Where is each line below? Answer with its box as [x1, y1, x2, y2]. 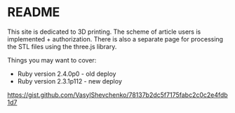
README [7, 4, 60, 20]
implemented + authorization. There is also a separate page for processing [7, 34, 223, 43]
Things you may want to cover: [7, 55, 97, 64]
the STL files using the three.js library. [7, 42, 117, 51]
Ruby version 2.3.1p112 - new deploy [17, 77, 123, 85]
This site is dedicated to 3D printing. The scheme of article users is [7, 27, 201, 36]
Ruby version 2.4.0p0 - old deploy [17, 69, 116, 78]
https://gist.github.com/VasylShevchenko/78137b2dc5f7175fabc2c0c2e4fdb [7, 91, 228, 99]
